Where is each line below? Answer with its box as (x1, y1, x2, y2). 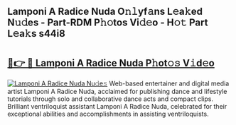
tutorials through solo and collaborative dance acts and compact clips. (7, 95, 213, 103)
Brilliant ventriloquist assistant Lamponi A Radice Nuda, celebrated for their (7, 102, 227, 110)
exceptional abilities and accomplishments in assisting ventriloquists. (7, 109, 209, 118)
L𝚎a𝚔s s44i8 (7, 28, 65, 40)
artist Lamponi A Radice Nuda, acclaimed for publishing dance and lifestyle (7, 88, 227, 95)
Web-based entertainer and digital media (109, 79, 230, 88)
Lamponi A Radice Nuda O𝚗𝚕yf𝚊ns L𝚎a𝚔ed (7, 6, 203, 18)
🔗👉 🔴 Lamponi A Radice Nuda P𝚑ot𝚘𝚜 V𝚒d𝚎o (7, 56, 215, 69)
